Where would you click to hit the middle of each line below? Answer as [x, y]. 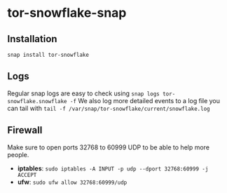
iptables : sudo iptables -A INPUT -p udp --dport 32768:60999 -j [113, 168]
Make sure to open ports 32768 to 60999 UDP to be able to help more [109, 147]
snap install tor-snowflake [48, 55]
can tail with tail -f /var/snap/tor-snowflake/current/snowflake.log [109, 108]
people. [18, 154]
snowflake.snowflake [37, 101]
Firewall [25, 130]
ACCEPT [27, 175]
